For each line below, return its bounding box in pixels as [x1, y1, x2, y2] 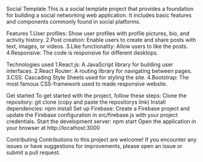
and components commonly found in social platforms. [6, 18, 141, 25]
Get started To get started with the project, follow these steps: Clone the [6, 92, 187, 99]
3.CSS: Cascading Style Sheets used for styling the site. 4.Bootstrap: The [6, 74, 189, 81]
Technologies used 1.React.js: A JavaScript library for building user [6, 61, 174, 68]
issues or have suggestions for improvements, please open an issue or [6, 143, 183, 149]
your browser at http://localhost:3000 [6, 124, 100, 131]
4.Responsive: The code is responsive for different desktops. [6, 49, 159, 56]
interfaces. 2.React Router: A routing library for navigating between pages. [6, 67, 193, 75]
